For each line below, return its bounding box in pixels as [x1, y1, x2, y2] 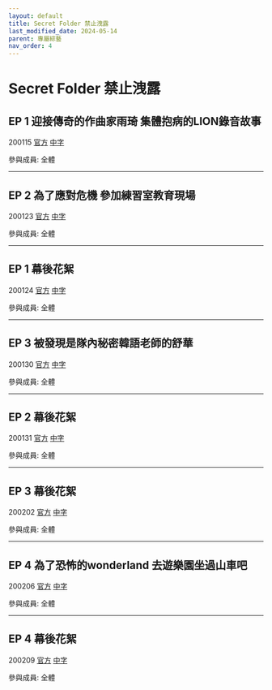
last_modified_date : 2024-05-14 [8, 27, 117, 35]
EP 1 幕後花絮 [8, 262, 74, 276]
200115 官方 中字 [8, 137, 65, 147]
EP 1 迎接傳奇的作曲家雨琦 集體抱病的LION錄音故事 [8, 114, 261, 128]
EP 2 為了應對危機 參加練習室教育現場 [8, 188, 196, 202]
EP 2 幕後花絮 [8, 410, 77, 424]
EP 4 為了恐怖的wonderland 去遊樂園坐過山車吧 [8, 558, 248, 572]
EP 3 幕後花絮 [8, 484, 77, 498]
